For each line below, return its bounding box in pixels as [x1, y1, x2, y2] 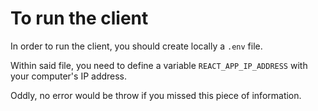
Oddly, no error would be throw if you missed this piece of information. [10, 89, 302, 101]
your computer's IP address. [10, 70, 128, 82]
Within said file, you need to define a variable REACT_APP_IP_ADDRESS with [10, 59, 308, 71]
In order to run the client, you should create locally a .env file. [10, 40, 263, 52]
